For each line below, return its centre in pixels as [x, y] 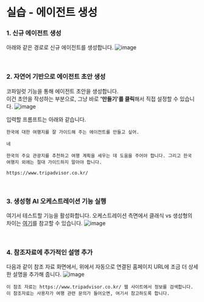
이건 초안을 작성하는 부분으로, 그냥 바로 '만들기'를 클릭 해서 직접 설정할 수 [92, 99]
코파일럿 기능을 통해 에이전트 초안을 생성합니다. [62, 91]
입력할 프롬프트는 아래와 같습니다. [46, 119]
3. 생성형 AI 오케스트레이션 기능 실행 [56, 201]
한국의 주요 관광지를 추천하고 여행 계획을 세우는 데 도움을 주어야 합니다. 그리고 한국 [99, 156]
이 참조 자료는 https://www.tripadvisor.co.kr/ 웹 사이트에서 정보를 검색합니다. [100, 287]
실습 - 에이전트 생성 [52, 13]
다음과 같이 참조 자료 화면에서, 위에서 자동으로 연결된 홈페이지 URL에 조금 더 [97, 267]
